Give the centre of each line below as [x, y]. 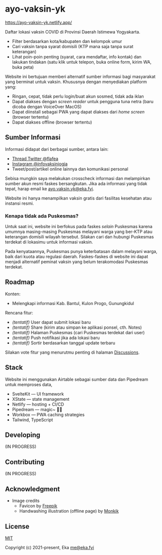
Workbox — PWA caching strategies [48, 414]
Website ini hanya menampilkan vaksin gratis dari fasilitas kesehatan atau [78, 198]
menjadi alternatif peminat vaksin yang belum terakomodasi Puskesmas [77, 262]
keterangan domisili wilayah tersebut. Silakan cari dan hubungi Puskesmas [80, 237]
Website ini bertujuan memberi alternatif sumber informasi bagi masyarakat [80, 76]
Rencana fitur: [19, 313]
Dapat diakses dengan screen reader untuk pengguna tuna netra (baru [83, 101]
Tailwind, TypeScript [32, 420]
